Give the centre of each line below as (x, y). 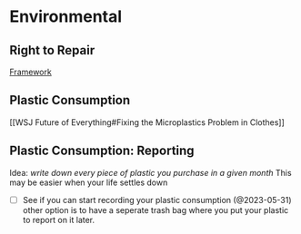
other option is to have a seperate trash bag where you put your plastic (156, 210)
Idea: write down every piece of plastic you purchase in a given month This (151, 172)
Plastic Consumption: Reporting (102, 151)
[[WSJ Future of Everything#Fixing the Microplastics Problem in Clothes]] (147, 122)
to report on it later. (59, 219)
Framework (30, 72)
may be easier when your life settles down (89, 182)
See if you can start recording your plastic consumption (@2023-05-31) (157, 200)
